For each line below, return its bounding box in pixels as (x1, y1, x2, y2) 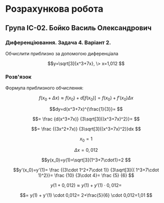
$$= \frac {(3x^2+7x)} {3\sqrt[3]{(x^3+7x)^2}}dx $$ (31, 126, 141, 132)
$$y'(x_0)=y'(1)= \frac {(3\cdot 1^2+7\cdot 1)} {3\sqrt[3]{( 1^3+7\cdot (13, 167, 159, 173)
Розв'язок (5, 73, 32, 80)
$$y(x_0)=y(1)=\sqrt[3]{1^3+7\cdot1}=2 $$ (41, 157, 131, 163)
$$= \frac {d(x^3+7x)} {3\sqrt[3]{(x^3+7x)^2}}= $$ (32, 116, 140, 122)
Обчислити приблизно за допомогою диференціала (5, 50, 119, 56)
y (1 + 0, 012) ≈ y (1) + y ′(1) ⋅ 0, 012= (50, 182, 122, 188)
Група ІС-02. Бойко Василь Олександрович (5, 24, 152, 32)
